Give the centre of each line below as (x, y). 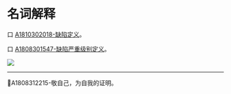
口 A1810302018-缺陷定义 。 (46, 34)
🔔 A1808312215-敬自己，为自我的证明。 (63, 82)
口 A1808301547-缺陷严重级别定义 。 (59, 49)
